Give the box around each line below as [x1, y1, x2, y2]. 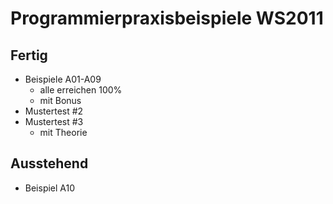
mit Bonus [39, 95, 82, 106]
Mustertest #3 [24, 116, 84, 127]
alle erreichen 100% [39, 84, 123, 96]
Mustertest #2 [24, 105, 84, 117]
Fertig [10, 47, 48, 64]
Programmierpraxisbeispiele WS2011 [10, 7, 324, 30]
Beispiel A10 [24, 182, 76, 194]
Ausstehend [10, 155, 89, 172]
